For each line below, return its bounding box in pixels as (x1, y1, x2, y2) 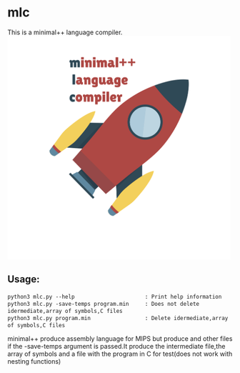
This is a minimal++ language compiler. (7, 28, 123, 36)
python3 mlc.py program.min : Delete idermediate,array (7, 314, 229, 322)
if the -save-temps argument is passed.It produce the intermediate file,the (7, 342, 226, 350)
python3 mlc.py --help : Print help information (7, 293, 222, 300)
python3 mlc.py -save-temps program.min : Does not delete (7, 300, 200, 307)
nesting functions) (7, 357, 61, 365)
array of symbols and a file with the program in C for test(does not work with (7, 349, 233, 358)
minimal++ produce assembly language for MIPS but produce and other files (7, 334, 233, 343)
